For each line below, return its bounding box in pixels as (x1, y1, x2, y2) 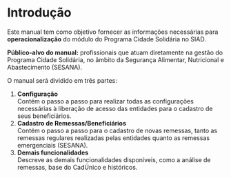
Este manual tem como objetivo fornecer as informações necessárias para (7, 28, 219, 36)
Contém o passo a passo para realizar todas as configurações (17, 97, 194, 105)
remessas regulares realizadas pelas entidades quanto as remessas (17, 133, 210, 142)
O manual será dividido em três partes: (7, 76, 117, 84)
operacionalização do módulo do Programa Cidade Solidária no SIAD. (7, 34, 207, 43)
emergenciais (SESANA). (17, 141, 88, 149)
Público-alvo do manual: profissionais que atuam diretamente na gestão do (7, 48, 223, 57)
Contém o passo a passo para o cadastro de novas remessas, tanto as (17, 126, 218, 135)
